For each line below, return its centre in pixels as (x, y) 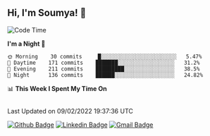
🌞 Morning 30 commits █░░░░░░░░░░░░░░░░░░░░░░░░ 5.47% (105, 56)
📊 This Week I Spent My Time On (57, 88)
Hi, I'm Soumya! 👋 (47, 13)
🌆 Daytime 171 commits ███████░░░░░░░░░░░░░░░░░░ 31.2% (104, 63)
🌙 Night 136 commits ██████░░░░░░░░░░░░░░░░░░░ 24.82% (105, 75)
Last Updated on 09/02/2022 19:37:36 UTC (70, 111)
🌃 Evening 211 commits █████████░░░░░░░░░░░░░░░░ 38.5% (104, 69)
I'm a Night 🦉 (26, 44)
